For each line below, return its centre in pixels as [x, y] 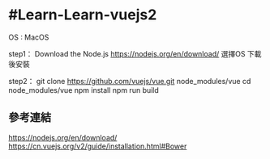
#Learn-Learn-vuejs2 [83, 15]
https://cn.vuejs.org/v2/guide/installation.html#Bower [98, 146]
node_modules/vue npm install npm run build [84, 90]
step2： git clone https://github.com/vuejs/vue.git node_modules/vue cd [130, 81]
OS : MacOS [29, 37]
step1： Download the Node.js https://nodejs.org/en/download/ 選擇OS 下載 [135, 53]
